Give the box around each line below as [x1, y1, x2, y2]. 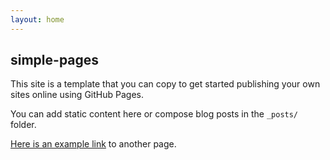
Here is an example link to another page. [10, 138, 177, 150]
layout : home [10, 14, 65, 25]
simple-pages [10, 52, 100, 69]
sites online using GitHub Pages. [10, 89, 144, 101]
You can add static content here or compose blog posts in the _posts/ [10, 108, 299, 120]
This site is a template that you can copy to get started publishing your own [10, 78, 321, 90]
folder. [10, 119, 37, 131]
